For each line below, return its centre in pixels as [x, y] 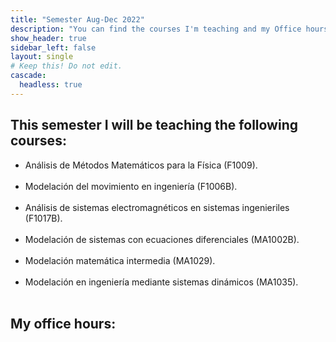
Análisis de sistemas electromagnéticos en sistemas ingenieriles [157, 207]
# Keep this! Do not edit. [66, 66]
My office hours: [63, 323]
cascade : [28, 76]
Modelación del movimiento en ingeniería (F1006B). [131, 186]
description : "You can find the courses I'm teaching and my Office [156, 29]
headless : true [51, 85]
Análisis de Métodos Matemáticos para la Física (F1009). [141, 165]
